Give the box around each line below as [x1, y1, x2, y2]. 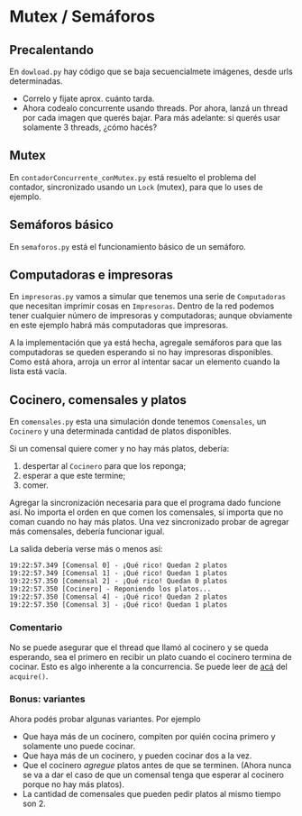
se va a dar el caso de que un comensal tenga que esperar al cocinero [22, 769, 284, 780]
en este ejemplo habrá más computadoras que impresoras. [9, 320, 229, 331]
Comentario [9, 621, 63, 634]
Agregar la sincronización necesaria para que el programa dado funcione [9, 498, 281, 509]
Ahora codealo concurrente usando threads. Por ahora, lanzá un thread [22, 103, 288, 114]
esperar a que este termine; [22, 471, 126, 481]
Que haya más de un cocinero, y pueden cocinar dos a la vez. [22, 750, 252, 761]
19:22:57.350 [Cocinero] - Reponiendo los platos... [9, 584, 212, 594]
